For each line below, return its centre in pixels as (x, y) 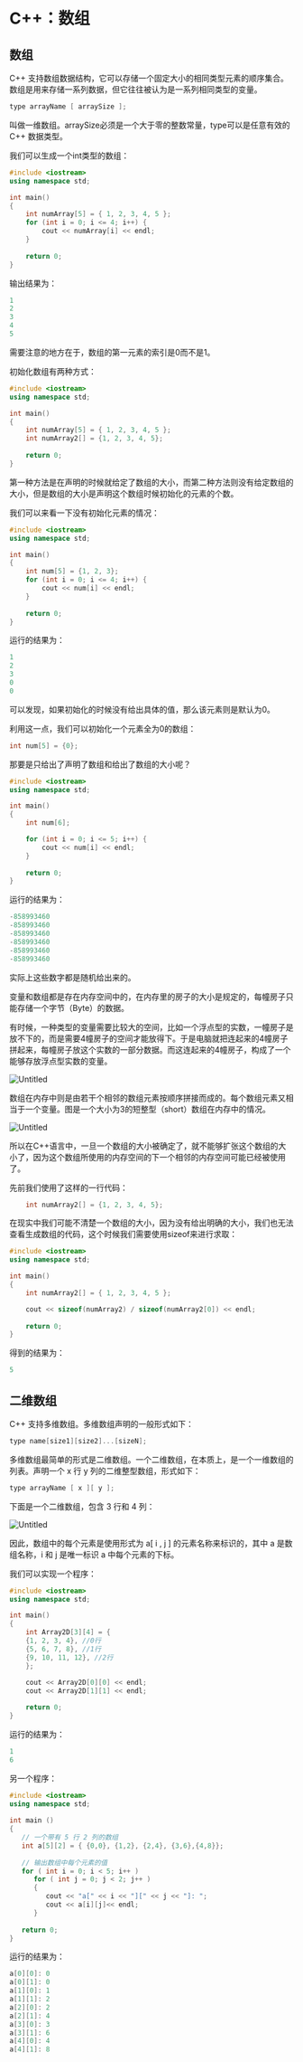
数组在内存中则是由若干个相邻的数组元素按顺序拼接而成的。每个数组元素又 (147, 1097)
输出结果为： (33, 283)
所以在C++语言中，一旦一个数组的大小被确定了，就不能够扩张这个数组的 (144, 1146)
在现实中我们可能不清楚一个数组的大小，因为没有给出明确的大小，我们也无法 (151, 1223)
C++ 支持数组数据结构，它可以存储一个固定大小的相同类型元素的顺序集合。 (149, 78)
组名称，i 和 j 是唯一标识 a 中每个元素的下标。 (94, 1554)
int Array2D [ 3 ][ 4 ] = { (68, 1632)
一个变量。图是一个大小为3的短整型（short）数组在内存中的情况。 (147, 1109)
